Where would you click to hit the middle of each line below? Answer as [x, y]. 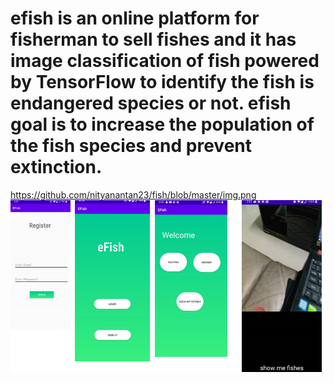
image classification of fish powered [165, 61]
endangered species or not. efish [151, 103]
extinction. [56, 167]
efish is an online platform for [135, 18]
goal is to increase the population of [162, 124]
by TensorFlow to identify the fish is [162, 82]
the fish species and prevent [131, 146]
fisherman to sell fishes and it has [153, 39]
